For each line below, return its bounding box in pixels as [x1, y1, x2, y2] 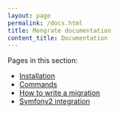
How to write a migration [18, 88, 101, 98]
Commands [18, 80, 58, 89]
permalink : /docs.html [7, 19, 83, 27]
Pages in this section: [7, 56, 78, 65]
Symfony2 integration [18, 96, 91, 106]
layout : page [7, 11, 51, 20]
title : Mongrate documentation [7, 26, 112, 34]
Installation [18, 71, 56, 81]
